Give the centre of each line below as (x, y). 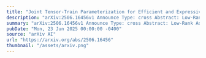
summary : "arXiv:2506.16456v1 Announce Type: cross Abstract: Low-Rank (100, 23)
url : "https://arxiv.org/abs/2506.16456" (60, 40)
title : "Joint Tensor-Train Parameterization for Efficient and (90, 12)
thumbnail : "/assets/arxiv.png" (48, 46)
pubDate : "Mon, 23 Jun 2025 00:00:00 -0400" (64, 29)
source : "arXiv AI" (31, 34)
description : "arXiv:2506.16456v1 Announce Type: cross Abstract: (93, 18)
